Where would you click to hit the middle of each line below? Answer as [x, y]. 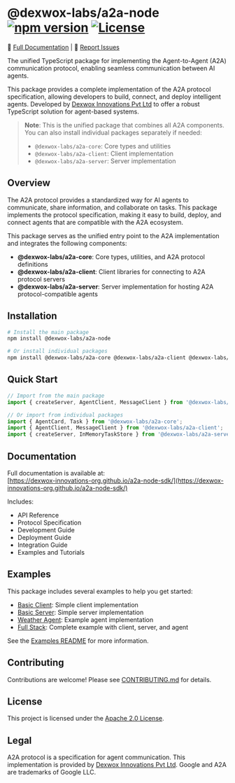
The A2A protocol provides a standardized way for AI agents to [98, 200]
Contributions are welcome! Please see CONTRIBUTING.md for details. [109, 679]
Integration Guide [42, 545]
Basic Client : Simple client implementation [78, 604]
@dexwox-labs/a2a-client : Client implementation [104, 153]
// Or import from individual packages [65, 415]
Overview [29, 183]
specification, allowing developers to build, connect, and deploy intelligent [114, 97]
